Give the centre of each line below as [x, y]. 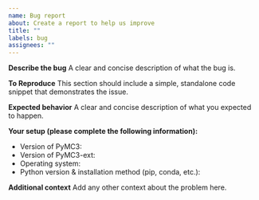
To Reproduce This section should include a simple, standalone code [122, 84]
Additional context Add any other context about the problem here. [118, 187]
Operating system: [50, 163]
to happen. [26, 116]
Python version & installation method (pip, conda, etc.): [110, 172]
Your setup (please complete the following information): [103, 131]
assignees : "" [32, 45]
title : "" [25, 30]
